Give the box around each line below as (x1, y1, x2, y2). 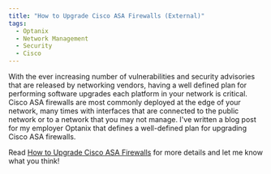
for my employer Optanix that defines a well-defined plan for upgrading (8, 123, 247, 133)
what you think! (8, 156, 60, 166)
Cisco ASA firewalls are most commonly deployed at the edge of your (8, 98, 241, 107)
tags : (8, 19, 27, 28)
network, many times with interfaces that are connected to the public (8, 106, 239, 116)
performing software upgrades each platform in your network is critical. (8, 89, 247, 98)
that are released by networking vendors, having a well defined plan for (8, 80, 247, 90)
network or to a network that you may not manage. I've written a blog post (8, 115, 257, 124)
